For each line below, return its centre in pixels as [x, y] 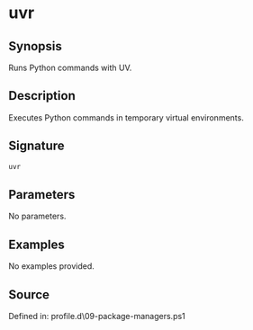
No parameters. [37, 216]
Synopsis [35, 46]
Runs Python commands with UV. [70, 67]
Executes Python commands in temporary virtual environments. [126, 117]
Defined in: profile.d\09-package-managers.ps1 [97, 316]
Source [29, 294]
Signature [36, 146]
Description [42, 96]
